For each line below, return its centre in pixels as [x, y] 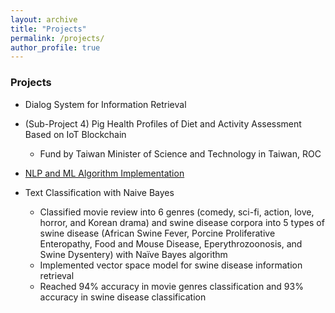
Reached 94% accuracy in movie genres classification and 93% [171, 286]
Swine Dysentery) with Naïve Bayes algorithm [133, 254]
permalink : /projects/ [57, 38]
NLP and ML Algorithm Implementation [104, 173]
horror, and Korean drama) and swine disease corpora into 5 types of [182, 222]
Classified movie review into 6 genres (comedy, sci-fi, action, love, [177, 212]
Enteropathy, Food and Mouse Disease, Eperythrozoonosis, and [171, 243]
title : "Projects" [48, 29]
